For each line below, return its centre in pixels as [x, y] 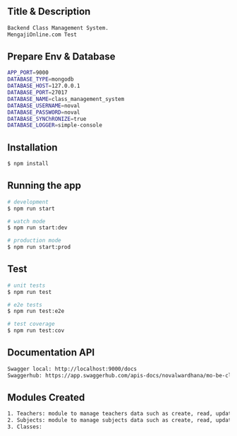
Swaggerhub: [25, 375]
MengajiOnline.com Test [42, 35]
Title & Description [49, 12]
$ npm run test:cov [36, 331]
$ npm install [28, 164]
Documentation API [51, 353]
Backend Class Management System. [58, 28]
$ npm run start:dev [38, 228]
